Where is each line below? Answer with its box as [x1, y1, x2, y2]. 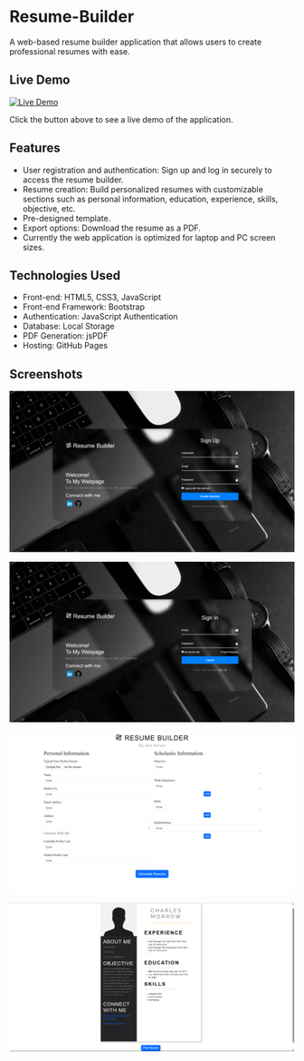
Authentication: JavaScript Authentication [22, 311, 178, 322]
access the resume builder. [22, 174, 124, 185]
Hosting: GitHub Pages [22, 340, 109, 351]
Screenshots [9, 366, 83, 382]
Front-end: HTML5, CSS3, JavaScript [22, 292, 161, 303]
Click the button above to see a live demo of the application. [9, 113, 233, 124]
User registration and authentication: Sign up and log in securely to [22, 164, 273, 175]
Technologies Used [9, 268, 120, 283]
